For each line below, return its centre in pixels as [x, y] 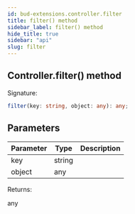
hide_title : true [33, 34]
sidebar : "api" [30, 41]
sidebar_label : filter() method [55, 27]
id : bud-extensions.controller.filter [65, 14]
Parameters [34, 128]
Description [100, 148]
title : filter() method [43, 21]
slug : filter [27, 47]
